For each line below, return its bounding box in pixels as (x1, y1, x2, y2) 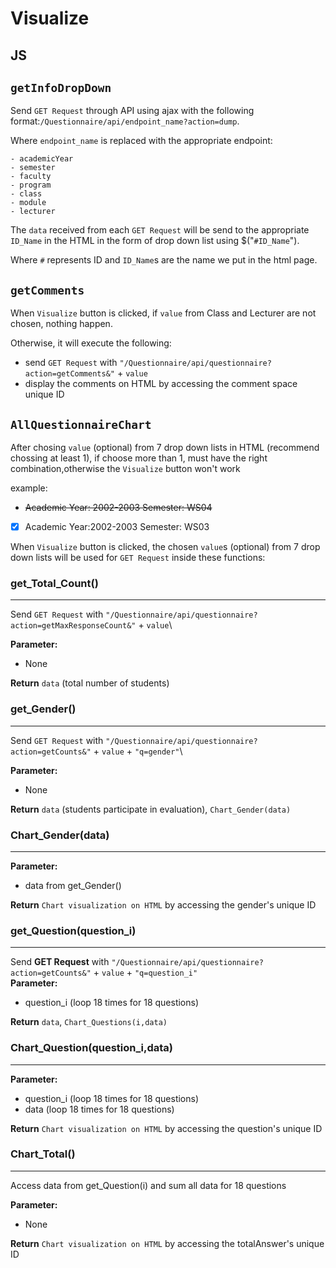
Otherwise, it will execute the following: (10, 337, 172, 349)
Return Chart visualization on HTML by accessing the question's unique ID (10, 1122, 323, 1134)
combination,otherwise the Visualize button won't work (10, 463, 241, 475)
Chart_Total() (10, 1147, 76, 1161)
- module (10, 198, 47, 208)
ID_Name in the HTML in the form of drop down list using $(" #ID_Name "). (10, 235, 300, 247)
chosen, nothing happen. (10, 318, 113, 330)
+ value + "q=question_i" (93, 967, 198, 979)
